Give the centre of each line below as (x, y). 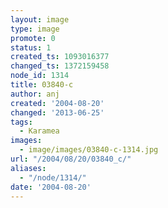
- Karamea (39, 131)
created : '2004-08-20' (57, 103)
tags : (21, 122)
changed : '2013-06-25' (57, 112)
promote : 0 (33, 38)
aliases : (28, 168)
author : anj (35, 94)
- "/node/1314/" (53, 177)
